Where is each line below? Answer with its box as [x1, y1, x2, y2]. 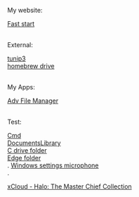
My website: [7, 6, 43, 14]
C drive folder [7, 146, 47, 154]
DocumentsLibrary [7, 139, 61, 147]
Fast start [7, 20, 35, 27]
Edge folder [7, 154, 41, 162]
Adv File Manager [7, 96, 58, 105]
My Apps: [7, 83, 35, 91]
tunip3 [7, 54, 26, 63]
